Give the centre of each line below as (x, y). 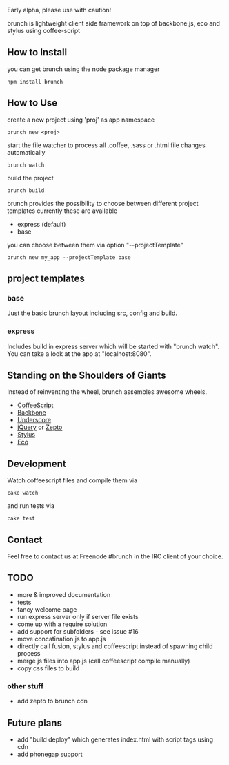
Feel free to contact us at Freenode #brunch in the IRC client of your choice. (115, 556)
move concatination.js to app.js (61, 639)
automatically (26, 152)
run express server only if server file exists (78, 616)
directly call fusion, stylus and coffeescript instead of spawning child (115, 646)
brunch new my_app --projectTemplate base (69, 257)
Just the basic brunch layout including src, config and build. (92, 313)
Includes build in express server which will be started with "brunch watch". (113, 346)
